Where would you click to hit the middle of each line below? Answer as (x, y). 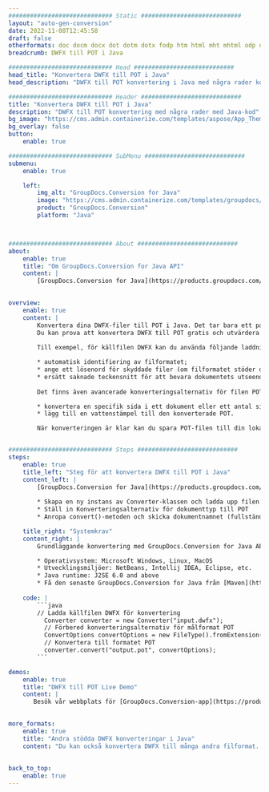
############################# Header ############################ (125, 97)
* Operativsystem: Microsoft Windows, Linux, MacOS (125, 561)
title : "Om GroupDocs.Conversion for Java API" (103, 266)
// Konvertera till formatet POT (100, 643)
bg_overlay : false (39, 127)
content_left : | (50, 479)
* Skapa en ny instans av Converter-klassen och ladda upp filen (149, 502)
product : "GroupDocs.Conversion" (93, 208)
